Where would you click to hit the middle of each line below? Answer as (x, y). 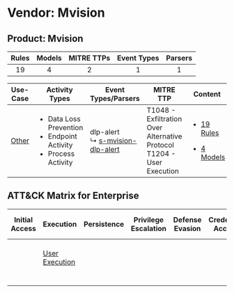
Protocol (160, 145)
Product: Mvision (45, 39)
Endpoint (63, 136)
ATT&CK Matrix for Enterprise (73, 196)
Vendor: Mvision (56, 13)
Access (23, 228)
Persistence (104, 224)
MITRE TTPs (89, 58)
